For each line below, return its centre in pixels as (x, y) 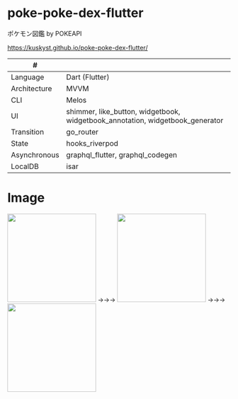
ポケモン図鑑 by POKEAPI (45, 33)
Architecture (32, 88)
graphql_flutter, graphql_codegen (121, 155)
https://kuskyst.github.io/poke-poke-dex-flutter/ (78, 47)
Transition (28, 132)
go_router (83, 132)
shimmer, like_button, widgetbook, (123, 111)
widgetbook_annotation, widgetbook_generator (145, 120)
